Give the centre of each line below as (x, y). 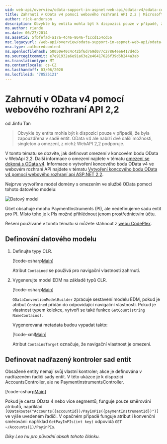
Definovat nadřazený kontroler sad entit (68, 360)
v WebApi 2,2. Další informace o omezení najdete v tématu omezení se (78, 158)
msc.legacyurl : (21, 42)
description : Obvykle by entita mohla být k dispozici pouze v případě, (82, 24)
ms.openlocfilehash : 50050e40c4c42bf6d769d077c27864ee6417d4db (72, 51)
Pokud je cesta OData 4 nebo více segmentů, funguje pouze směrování (78, 401)
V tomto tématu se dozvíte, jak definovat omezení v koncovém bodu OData (82, 153)
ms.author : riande (24, 28)
